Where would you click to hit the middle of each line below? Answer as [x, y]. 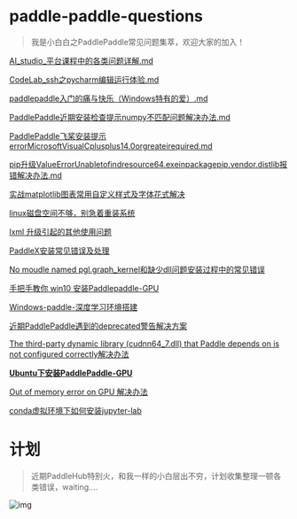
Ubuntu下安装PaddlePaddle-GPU [71, 373]
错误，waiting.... [68, 487]
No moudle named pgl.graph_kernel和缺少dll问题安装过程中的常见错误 [137, 269]
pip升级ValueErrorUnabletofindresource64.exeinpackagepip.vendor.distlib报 [148, 164]
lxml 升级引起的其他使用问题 [61, 231]
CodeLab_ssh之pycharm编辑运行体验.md [84, 79]
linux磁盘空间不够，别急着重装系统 [72, 213]
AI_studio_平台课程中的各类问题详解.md [81, 60]
